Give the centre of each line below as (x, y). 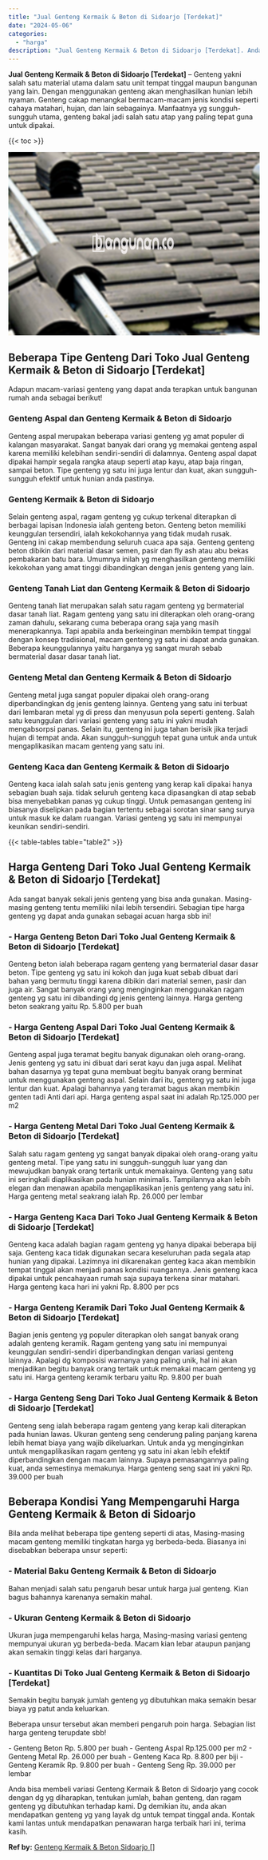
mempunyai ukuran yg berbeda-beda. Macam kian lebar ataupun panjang (130, 1643)
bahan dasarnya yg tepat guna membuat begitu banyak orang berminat (125, 1072)
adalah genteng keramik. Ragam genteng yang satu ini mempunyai (118, 1343)
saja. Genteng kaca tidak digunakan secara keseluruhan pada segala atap (130, 1252)
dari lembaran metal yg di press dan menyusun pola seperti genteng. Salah (132, 712)
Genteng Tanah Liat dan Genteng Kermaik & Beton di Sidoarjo (129, 588)
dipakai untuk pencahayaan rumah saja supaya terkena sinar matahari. (124, 1278)
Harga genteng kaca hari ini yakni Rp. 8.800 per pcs (94, 1287)
